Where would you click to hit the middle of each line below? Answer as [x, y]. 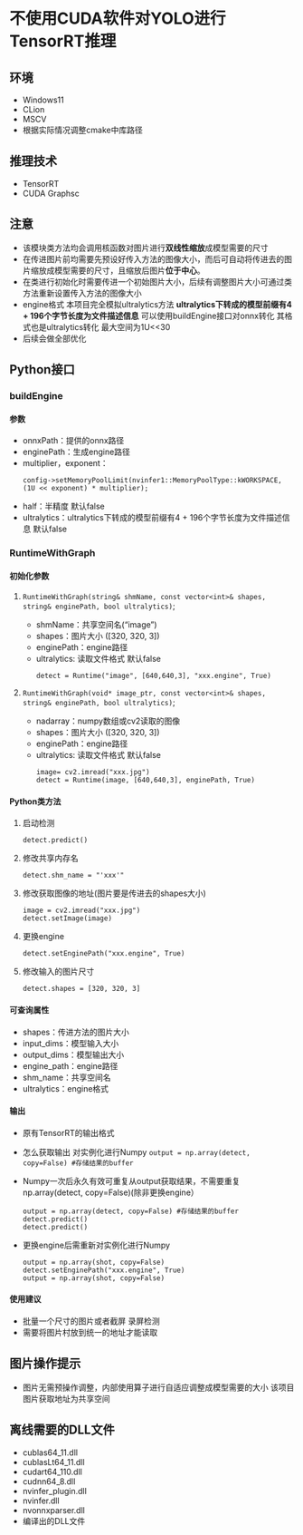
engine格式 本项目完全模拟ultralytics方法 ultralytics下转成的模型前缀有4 [157, 304]
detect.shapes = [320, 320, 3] [81, 989]
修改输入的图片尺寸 [58, 972]
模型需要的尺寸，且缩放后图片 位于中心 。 [129, 270]
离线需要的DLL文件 [62, 1430]
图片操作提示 [45, 1364]
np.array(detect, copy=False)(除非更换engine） [110, 1192]
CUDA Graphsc [51, 193]
